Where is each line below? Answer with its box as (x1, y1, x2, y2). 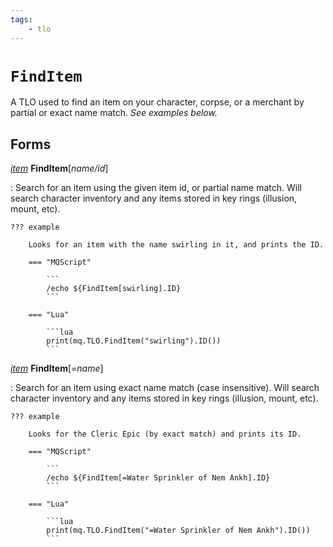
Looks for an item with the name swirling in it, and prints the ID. (28, 240, 325, 250)
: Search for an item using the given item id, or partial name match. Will (10, 182, 302, 194)
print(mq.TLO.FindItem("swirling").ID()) (46, 336, 222, 346)
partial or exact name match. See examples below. (10, 107, 218, 119)
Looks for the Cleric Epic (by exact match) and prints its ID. (28, 429, 302, 440)
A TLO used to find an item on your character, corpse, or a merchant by (10, 96, 305, 108)
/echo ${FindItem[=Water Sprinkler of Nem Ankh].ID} (46, 473, 271, 483)
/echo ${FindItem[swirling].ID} (46, 284, 182, 294)
